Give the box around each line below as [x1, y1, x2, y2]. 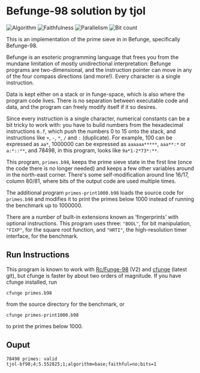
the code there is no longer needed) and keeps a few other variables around [6, 165, 195, 172]
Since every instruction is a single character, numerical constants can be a [6, 115, 190, 122]
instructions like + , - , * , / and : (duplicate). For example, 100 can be [6, 134, 172, 141]
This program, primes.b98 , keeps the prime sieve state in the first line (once [6, 158, 192, 165]
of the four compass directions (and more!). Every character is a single [6, 72, 181, 80]
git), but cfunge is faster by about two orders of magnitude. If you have [6, 272, 181, 279]
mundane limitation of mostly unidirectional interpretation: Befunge [6, 60, 171, 67]
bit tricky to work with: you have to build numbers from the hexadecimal [6, 121, 184, 128]
